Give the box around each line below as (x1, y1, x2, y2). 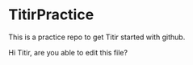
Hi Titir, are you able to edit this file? (8, 47, 128, 57)
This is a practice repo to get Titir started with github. (8, 32, 186, 42)
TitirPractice (8, 6, 94, 24)
